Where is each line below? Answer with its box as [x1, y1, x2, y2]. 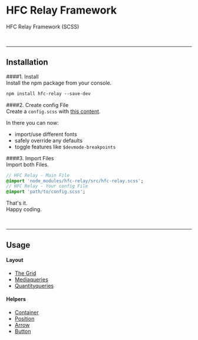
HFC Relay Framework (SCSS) [6, 23, 80, 30]
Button [14, 328, 31, 335]
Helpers [6, 296, 27, 303]
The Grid [14, 270, 37, 277]
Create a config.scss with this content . [6, 108, 101, 115]
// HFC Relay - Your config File [6, 183, 88, 189]
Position [14, 315, 35, 322]
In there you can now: [6, 119, 59, 126]
